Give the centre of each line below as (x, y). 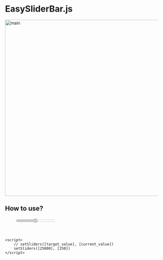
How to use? (24, 208)
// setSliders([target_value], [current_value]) (64, 244)
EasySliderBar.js (39, 9)
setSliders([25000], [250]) (42, 248)
